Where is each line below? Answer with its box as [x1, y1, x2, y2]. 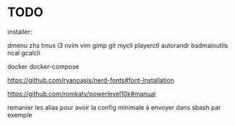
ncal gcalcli [7, 49, 41, 57]
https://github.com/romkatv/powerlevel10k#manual [7, 89, 157, 98]
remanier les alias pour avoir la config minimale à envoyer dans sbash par [7, 103, 221, 111]
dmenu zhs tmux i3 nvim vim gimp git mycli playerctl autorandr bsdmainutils [7, 41, 228, 49]
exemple [7, 111, 32, 119]
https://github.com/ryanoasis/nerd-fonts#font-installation [7, 75, 174, 84]
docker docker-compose [7, 62, 80, 70]
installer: [7, 27, 32, 36]
